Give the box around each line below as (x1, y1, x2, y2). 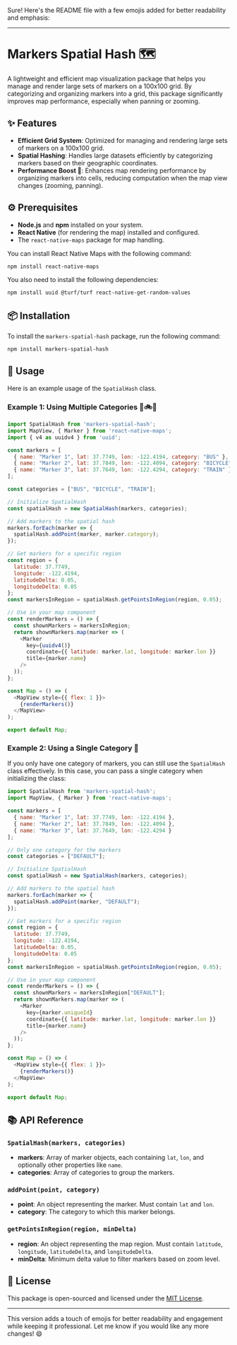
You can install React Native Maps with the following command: (7, 249, 192, 257)
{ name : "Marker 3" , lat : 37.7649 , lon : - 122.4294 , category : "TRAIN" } (13, 466, 232, 474)
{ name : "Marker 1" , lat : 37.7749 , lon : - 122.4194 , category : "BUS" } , (13, 453, 229, 460)
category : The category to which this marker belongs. (17, 1208, 176, 1216)
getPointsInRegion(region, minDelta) (7, 1226, 138, 1233)
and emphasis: (7, 13, 50, 22)
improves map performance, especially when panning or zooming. (7, 97, 200, 105)
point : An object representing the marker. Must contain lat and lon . (17, 1200, 214, 1209)
